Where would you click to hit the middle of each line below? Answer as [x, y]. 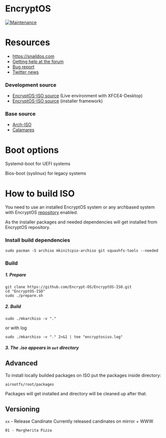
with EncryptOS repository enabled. [42, 213]
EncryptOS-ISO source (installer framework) [57, 101]
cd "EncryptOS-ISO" [25, 291]
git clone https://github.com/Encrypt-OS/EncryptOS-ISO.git [69, 287]
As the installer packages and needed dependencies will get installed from [81, 222]
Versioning [22, 409]
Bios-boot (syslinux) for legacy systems [46, 173]
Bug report [23, 67]
